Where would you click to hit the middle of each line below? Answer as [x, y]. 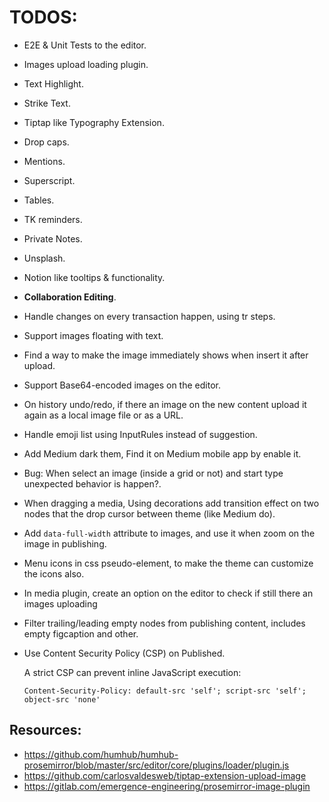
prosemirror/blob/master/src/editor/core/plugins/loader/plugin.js [156, 765]
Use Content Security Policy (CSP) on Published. [124, 653]
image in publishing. [65, 543]
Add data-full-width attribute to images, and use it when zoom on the [169, 533]
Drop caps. [46, 142]
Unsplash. [44, 258]
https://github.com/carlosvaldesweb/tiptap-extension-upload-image [165, 775]
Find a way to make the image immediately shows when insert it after [166, 355]
